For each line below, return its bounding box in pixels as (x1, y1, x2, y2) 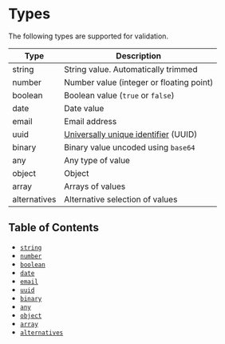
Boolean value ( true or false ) (63, 90, 175, 101)
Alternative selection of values (63, 194, 178, 205)
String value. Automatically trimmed (63, 63, 198, 74)
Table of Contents (8, 221, 100, 234)
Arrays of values (63, 181, 126, 192)
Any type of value (63, 154, 130, 166)
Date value (63, 102, 105, 114)
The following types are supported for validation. (8, 31, 169, 41)
